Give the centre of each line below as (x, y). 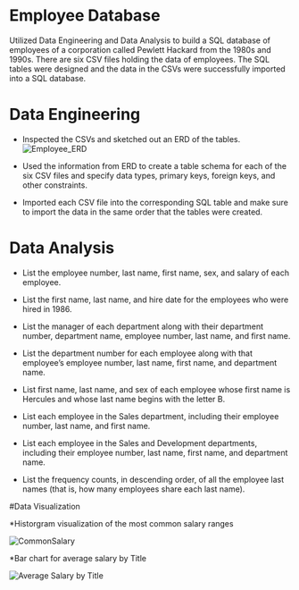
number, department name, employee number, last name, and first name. (156, 335)
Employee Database (85, 16)
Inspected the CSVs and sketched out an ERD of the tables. (131, 139)
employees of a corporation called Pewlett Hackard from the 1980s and (140, 49)
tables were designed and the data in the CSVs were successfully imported (147, 69)
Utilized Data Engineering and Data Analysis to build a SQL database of (140, 40)
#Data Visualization (45, 506)
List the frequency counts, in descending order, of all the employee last (153, 479)
